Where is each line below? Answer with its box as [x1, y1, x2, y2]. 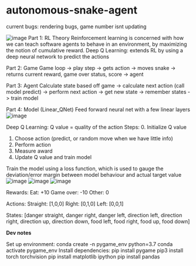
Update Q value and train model [14, 153, 92, 160]
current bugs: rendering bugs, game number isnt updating [6, 23, 147, 30]
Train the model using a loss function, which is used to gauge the [6, 165, 164, 172]
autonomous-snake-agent [6, 4, 138, 17]
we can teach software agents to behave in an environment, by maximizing [6, 41, 187, 48]
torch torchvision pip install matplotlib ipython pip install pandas [6, 253, 160, 260]
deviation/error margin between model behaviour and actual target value [6, 171, 182, 178]
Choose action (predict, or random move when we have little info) [14, 134, 173, 142]
